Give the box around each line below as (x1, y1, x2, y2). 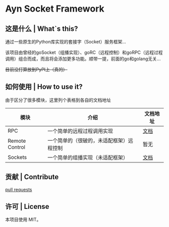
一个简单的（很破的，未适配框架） (47, 137, 128, 144)
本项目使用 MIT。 (5, 216, 41, 222)
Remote (8, 137, 26, 144)
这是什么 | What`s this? (5, 24, 78, 33)
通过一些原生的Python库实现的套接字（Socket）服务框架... (5, 39, 127, 44)
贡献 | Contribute (5, 173, 59, 182)
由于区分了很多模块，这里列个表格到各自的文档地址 (5, 97, 111, 103)
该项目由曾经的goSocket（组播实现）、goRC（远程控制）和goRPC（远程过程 (5, 49, 163, 55)
